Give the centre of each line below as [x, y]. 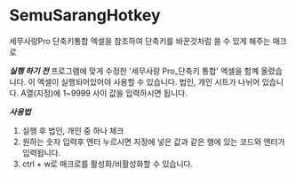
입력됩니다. [41, 152]
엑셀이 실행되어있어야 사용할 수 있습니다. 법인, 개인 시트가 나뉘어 [148, 81]
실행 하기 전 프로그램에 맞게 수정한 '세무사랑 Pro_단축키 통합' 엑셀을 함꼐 [134, 71]
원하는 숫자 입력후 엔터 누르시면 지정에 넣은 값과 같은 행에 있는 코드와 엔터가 [154, 142]
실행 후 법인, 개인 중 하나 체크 [73, 130]
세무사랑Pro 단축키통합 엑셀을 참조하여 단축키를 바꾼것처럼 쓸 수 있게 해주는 [140, 41]
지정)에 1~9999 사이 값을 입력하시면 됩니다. [112, 93]
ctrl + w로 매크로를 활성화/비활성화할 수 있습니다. [108, 164]
